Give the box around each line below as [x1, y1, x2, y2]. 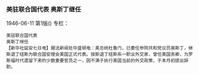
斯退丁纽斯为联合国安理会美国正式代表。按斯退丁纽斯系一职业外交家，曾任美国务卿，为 [6, 51, 189, 57]
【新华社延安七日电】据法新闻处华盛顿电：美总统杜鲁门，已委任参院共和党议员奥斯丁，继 [6, 45, 193, 51]
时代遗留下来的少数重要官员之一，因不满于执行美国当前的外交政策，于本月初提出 [14, 58, 184, 64]
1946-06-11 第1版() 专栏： [6, 19, 69, 27]
